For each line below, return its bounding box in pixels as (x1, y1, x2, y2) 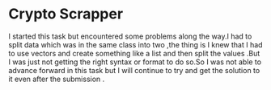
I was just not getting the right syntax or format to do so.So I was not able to (8, 57, 261, 67)
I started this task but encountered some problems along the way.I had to (8, 31, 252, 41)
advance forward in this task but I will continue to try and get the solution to (8, 65, 260, 75)
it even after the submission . (8, 74, 105, 84)
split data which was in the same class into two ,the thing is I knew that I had (8, 39, 263, 49)
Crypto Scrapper (8, 5, 124, 23)
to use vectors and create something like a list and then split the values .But (8, 48, 260, 58)
